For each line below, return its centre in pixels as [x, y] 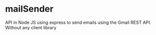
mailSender [29, 9]
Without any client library [31, 27]
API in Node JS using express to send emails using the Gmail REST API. [78, 22]
